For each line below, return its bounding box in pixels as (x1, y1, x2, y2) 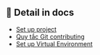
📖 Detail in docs (6, 7, 74, 19)
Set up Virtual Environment (15, 39, 93, 48)
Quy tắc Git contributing (15, 32, 85, 41)
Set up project (15, 25, 57, 33)
